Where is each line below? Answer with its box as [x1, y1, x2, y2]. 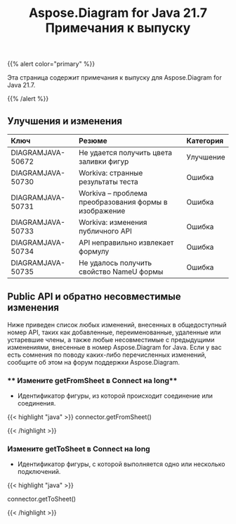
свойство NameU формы [78, 267, 164, 276]
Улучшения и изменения [7, 115, 123, 127]
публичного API [78, 226, 132, 236]
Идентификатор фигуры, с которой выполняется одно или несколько [17, 460, 225, 468]
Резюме [78, 136, 107, 145]
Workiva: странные [78, 168, 143, 178]
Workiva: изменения [78, 217, 147, 227]
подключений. [17, 468, 61, 476]
